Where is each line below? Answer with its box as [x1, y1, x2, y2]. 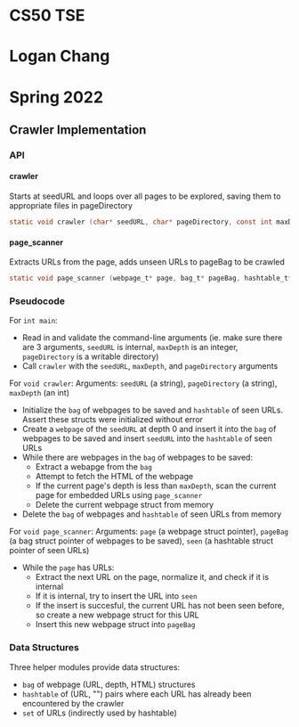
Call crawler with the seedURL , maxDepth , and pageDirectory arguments [21, 361, 279, 372]
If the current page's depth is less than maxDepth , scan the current [35, 480, 277, 491]
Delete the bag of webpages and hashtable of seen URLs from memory [21, 509, 282, 519]
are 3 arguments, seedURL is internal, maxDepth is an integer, [21, 342, 238, 353]
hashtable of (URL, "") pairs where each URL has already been [21, 688, 252, 699]
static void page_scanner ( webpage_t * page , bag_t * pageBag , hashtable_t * [9, 274, 293, 283]
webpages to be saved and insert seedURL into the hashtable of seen [21, 433, 273, 444]
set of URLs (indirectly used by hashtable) [21, 707, 178, 718]
